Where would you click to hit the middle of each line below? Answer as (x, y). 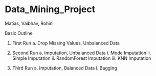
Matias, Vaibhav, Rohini (29, 23)
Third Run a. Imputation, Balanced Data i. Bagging (64, 68)
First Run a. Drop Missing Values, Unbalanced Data (66, 43)
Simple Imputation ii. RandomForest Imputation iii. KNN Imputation (82, 58)
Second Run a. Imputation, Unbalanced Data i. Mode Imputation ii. (82, 53)
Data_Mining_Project (50, 9)
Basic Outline (19, 33)
